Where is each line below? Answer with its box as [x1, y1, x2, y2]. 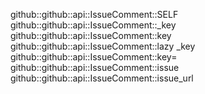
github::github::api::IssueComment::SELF [10, 9, 179, 20]
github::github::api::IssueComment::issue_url [10, 72, 194, 84]
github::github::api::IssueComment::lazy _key [10, 40, 196, 52]
